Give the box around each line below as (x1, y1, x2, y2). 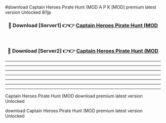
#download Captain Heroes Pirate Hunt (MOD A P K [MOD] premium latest (5, 4, 157, 10)
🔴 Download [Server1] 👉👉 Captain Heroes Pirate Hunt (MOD (8, 22, 158, 29)
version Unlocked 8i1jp (5, 9, 51, 15)
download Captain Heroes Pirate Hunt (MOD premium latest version (5, 108, 143, 114)
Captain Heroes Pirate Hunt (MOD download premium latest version (5, 93, 143, 99)
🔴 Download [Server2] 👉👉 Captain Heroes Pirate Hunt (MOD (7, 48, 159, 55)
